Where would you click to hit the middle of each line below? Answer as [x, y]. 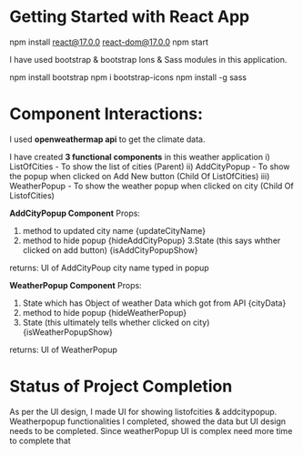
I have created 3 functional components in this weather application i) [140, 157]
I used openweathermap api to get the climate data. [108, 139]
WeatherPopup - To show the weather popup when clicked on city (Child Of [151, 186]
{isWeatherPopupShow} [68, 332]
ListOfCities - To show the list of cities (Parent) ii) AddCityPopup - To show [150, 167]
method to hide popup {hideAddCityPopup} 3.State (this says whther [151, 240]
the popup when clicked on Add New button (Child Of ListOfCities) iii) [140, 176]
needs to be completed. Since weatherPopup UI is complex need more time [151, 430]
